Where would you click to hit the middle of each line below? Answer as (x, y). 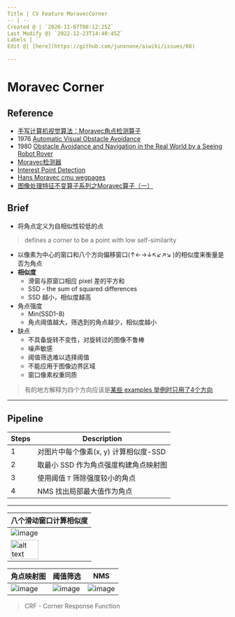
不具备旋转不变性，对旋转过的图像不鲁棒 (86, 339)
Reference (30, 113)
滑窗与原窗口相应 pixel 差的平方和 (76, 281)
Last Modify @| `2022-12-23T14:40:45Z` (65, 33)
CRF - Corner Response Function (72, 606)
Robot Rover (35, 154)
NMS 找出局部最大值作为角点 (85, 491)
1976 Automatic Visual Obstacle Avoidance (79, 139)
